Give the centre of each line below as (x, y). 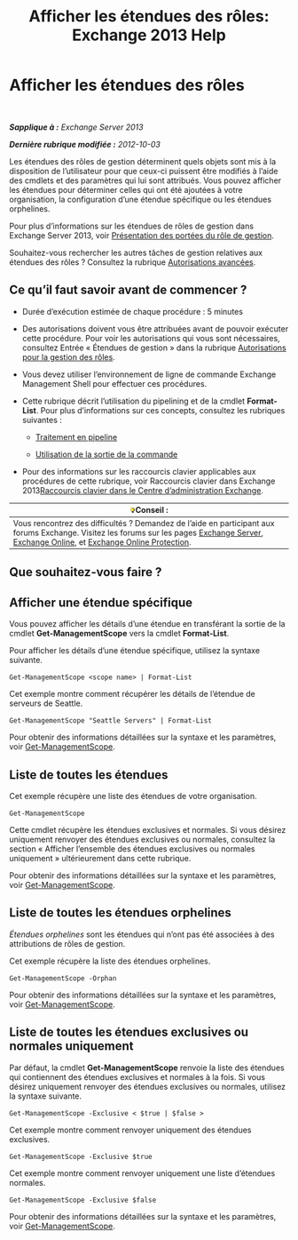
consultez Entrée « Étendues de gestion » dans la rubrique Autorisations (154, 348)
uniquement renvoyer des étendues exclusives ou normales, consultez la (142, 840)
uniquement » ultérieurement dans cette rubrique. (100, 859)
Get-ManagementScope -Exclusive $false (83, 1200)
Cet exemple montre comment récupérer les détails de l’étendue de (132, 694)
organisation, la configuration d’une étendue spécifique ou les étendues (141, 199)
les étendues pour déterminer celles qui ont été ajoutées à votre (126, 189)
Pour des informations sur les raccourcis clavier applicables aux (139, 471)
